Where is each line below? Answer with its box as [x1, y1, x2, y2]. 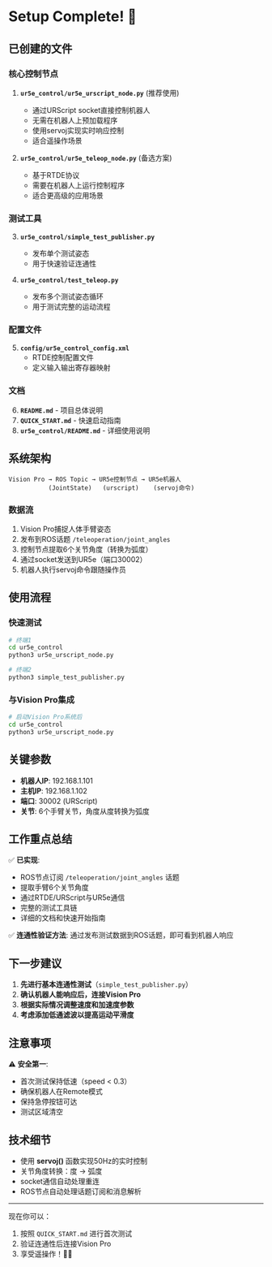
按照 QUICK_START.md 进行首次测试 [19, 1228, 132, 1238]
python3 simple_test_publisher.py [8, 673, 125, 681]
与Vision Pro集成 [8, 694, 75, 705]
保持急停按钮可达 [19, 1096, 78, 1107]
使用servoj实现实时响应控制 [32, 125, 125, 135]
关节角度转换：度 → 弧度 [19, 1165, 103, 1176]
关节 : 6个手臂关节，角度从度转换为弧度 [19, 806, 150, 815]
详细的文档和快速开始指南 [19, 913, 106, 923]
